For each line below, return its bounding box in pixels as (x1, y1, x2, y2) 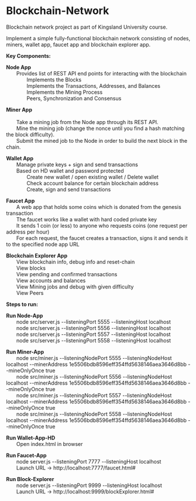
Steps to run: (6, 300, 39, 308)
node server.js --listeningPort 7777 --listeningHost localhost (16, 458, 161, 465)
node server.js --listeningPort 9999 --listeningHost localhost (16, 482, 163, 489)
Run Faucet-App (6, 452, 47, 459)
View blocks (16, 265, 46, 272)
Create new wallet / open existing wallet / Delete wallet (26, 173, 159, 180)
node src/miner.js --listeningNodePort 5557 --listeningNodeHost (16, 392, 172, 399)
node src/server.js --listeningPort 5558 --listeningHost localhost (16, 337, 171, 344)
